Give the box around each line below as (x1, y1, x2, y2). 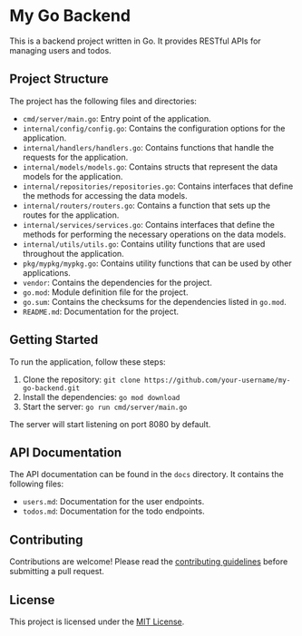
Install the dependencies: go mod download (22, 391, 180, 402)
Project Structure (9, 72, 109, 87)
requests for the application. (22, 152, 129, 162)
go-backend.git (22, 383, 81, 393)
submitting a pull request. (9, 566, 104, 577)
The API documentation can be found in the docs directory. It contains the (9, 469, 284, 480)
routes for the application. (22, 210, 120, 220)
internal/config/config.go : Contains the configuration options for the (22, 122, 286, 133)
